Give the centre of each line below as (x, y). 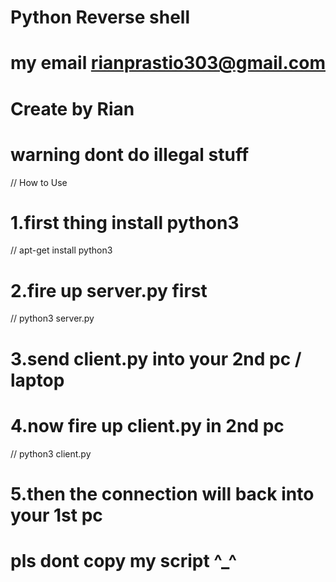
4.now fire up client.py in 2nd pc (147, 425)
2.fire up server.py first (109, 290)
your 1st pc (56, 515)
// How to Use (39, 182)
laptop (37, 380)
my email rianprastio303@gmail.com (168, 63)
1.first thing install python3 (125, 222)
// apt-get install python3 (61, 250)
